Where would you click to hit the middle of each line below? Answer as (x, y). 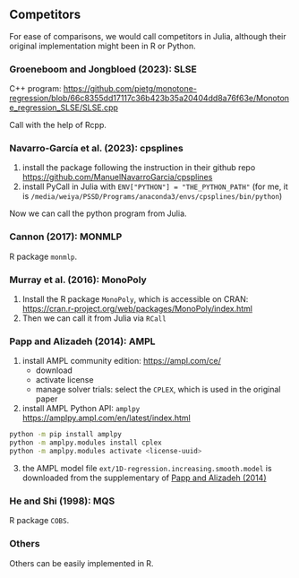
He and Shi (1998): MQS (62, 501)
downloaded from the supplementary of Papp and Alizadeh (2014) (144, 478)
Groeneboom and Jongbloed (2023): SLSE (103, 69)
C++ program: (35, 89)
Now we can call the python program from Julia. (98, 213)
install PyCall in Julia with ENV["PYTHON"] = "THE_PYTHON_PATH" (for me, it (155, 186)
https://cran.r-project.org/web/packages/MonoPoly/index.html (137, 309)
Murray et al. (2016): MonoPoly (78, 280)
